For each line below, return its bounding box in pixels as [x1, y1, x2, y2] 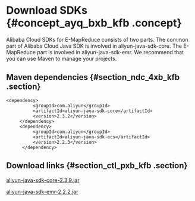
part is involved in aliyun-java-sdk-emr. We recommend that [36, 48, 184, 55]
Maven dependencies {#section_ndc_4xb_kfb [6, 72, 180, 82]
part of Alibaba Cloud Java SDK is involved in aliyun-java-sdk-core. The [6, 42, 183, 50]
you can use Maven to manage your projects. [6, 55, 117, 62]
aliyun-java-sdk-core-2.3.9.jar [6, 177, 80, 184]
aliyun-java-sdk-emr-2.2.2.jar [6, 188, 78, 195]
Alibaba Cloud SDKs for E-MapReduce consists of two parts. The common [6, 36, 188, 43]
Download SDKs [6, 4, 88, 17]
